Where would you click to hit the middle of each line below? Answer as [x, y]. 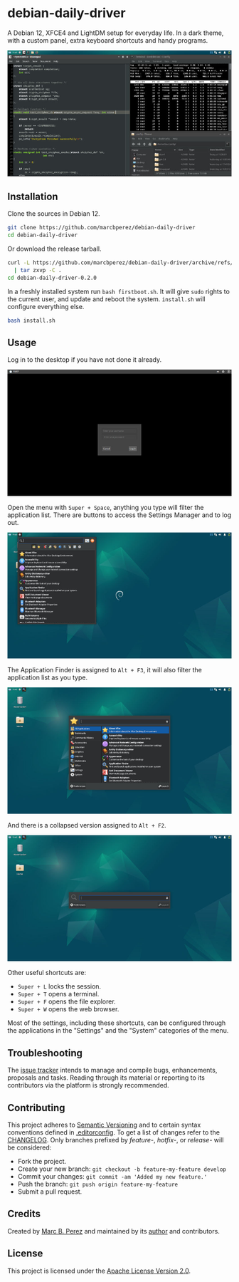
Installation [33, 196]
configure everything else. [46, 306]
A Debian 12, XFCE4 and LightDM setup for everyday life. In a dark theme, [116, 33]
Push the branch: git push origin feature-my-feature [98, 1184]
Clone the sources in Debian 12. [54, 214]
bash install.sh [31, 320]
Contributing [36, 1108]
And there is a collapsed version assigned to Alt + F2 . [87, 825]
